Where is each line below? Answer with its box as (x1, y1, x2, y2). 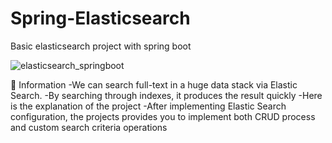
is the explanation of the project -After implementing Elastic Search (10, 100, 287, 112)
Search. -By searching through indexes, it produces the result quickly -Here (10, 89, 323, 101)
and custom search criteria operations (10, 121, 168, 133)
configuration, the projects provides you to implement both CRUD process (10, 110, 316, 122)
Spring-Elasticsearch (10, 7, 191, 30)
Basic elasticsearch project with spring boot (10, 40, 192, 52)
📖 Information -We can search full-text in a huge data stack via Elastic (10, 78, 298, 91)
